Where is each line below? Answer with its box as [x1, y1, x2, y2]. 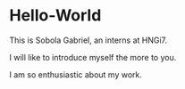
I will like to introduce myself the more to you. [9, 52, 177, 62]
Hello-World [9, 5, 102, 26]
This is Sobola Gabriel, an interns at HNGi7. [9, 35, 168, 45]
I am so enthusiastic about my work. [9, 69, 143, 80]
